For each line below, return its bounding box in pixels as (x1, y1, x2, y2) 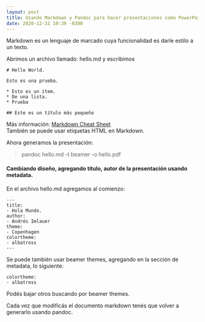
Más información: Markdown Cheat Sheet (6, 120, 111, 128)
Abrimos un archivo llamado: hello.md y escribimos (6, 56, 135, 63)
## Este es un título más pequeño (6, 110, 95, 116)
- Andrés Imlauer (6, 218, 51, 224)
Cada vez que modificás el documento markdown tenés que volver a (6, 302, 179, 309)
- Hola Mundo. (6, 207, 43, 214)
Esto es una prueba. (6, 78, 59, 84)
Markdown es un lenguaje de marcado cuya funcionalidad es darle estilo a (6, 37, 193, 45)
